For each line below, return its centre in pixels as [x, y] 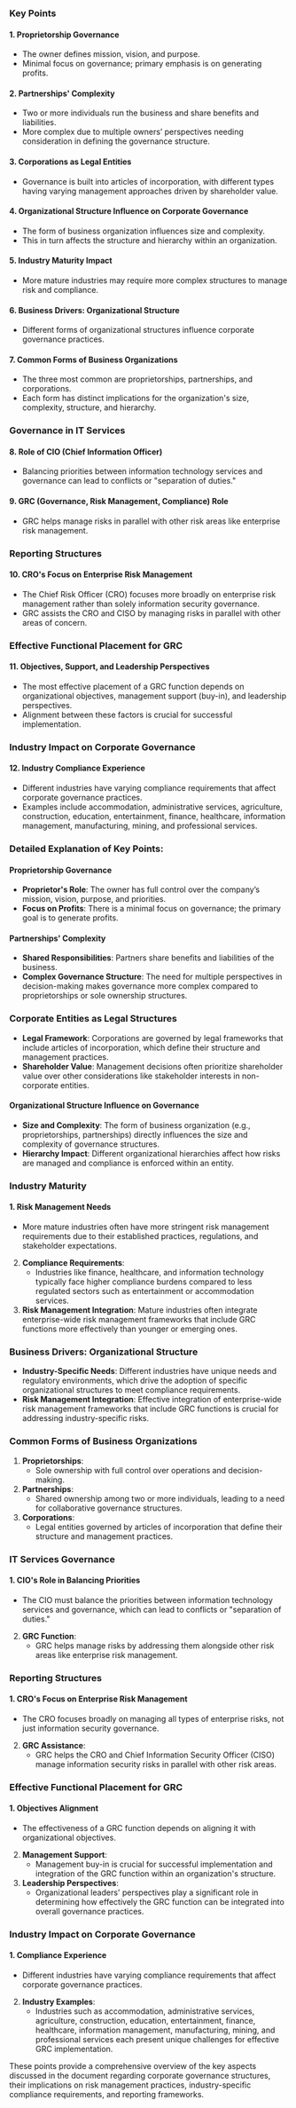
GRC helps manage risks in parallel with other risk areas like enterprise [151, 521]
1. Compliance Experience [58, 1955]
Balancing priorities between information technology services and [142, 471]
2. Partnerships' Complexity [62, 93]
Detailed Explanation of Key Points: [86, 849]
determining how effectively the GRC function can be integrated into [160, 1901]
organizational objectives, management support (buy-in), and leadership [154, 696]
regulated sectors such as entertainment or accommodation [144, 1291]
